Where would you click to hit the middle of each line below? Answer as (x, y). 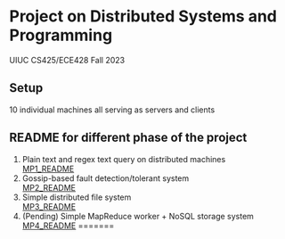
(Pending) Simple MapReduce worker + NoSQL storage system (138, 216)
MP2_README (49, 187)
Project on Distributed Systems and (143, 16)
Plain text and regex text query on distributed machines (124, 159)
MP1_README (48, 169)
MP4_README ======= (68, 226)
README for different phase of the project (128, 138)
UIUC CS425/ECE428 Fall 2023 (67, 60)
